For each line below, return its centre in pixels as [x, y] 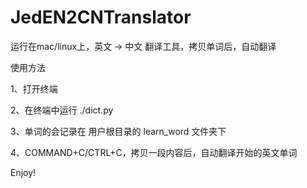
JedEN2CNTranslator [101, 17]
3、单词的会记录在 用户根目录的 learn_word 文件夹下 [118, 131]
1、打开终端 [34, 88]
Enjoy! [23, 172]
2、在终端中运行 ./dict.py [62, 110]
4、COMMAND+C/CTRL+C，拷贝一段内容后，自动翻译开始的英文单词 [154, 152]
